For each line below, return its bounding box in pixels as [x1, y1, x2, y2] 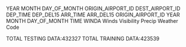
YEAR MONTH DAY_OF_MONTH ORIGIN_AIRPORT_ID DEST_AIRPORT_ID [6, 5, 181, 12]
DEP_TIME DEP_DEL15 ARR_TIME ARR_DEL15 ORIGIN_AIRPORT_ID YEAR [6, 11, 180, 18]
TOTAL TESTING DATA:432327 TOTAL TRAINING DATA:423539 [6, 35, 160, 42]
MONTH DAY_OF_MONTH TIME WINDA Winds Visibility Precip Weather [6, 18, 178, 24]
